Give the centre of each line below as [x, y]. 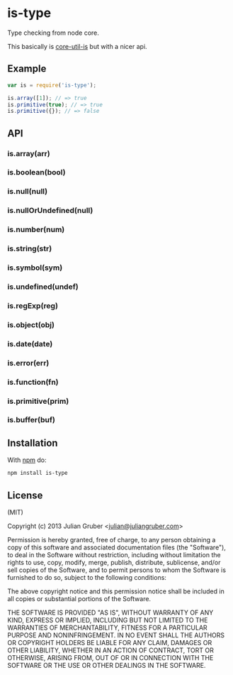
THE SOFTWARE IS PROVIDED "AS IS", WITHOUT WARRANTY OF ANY [110, 613]
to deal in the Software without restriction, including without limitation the [114, 554]
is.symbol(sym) [35, 268]
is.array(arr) [29, 153]
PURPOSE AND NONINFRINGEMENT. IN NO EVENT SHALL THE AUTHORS [116, 635]
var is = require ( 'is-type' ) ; [52, 85]
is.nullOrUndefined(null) [50, 211]
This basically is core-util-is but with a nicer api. [77, 46]
